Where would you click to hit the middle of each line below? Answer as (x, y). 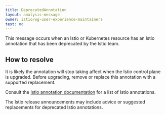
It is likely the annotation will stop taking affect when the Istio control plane (83, 72)
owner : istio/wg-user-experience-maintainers (54, 19)
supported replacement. (30, 82)
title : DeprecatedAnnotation (36, 10)
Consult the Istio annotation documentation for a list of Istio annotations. (80, 92)
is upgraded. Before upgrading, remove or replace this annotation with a (80, 77)
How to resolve (30, 59)
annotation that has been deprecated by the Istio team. (63, 44)
